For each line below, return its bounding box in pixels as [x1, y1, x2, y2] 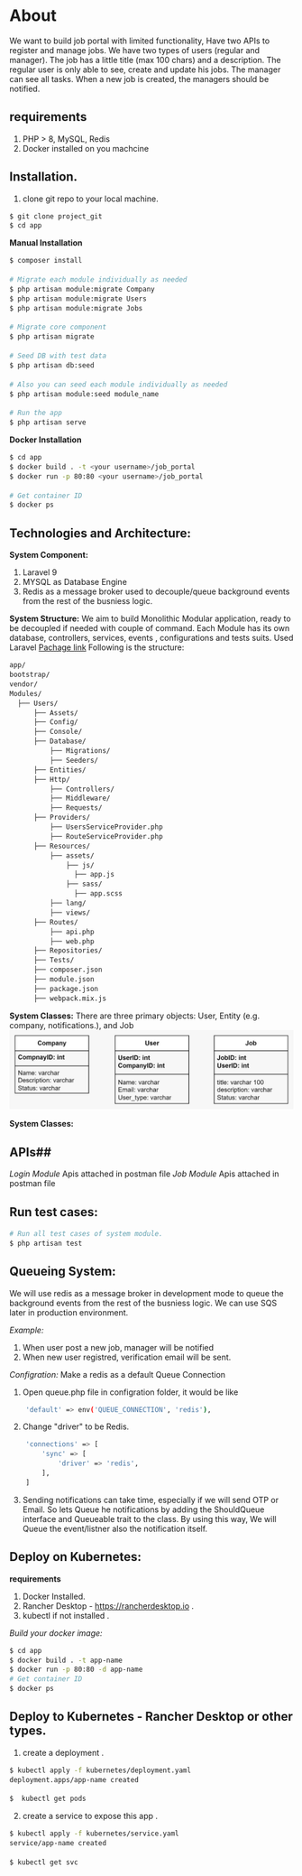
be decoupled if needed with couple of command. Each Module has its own [9, 623, 290, 634]
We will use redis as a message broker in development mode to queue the [9, 1287, 284, 1298]
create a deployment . [22, 1747, 105, 1758]
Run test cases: [9, 1204, 99, 1220]
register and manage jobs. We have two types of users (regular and [9, 44, 260, 55]
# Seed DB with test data [9, 351, 106, 361]
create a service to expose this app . [22, 1811, 159, 1822]
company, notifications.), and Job [9, 1019, 134, 1030]
